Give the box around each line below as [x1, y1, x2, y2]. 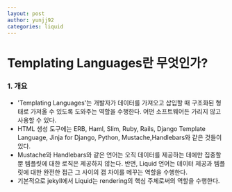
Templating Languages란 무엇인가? [7, 55, 208, 71]
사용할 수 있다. [17, 116, 57, 124]
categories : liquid [7, 23, 64, 30]
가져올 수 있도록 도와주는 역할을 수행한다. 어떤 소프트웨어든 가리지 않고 [30, 107, 222, 115]
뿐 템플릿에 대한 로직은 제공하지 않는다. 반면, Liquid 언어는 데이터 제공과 [17, 159, 213, 167]
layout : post [7, 10, 45, 17]
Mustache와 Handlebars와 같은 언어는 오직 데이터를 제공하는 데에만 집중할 [17, 150, 222, 159]
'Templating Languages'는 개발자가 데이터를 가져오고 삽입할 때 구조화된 [17, 98, 215, 107]
